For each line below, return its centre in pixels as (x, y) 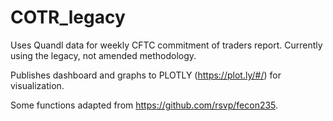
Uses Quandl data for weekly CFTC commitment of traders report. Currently (166, 45)
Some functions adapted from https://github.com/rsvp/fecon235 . (144, 105)
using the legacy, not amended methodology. (103, 55)
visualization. (37, 85)
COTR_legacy (68, 17)
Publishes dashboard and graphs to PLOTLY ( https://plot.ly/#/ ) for (146, 75)
